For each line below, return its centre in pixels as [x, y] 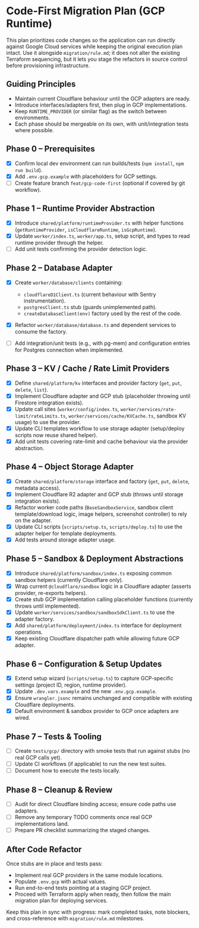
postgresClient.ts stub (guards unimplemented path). [90, 307]
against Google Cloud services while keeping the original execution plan [94, 46]
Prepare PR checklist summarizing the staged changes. [82, 830]
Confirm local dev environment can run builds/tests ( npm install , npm [99, 163]
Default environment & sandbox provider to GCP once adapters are [97, 711]
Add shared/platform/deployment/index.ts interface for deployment [98, 625]
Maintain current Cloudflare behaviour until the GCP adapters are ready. [103, 98]
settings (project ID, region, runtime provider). [71, 685]
